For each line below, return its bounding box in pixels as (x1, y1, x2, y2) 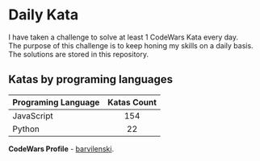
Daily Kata (8, 6, 79, 24)
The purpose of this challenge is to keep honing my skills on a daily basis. (8, 40, 254, 50)
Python (12, 123, 40, 134)
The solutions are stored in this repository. (8, 49, 149, 59)
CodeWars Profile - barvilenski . (8, 143, 115, 154)
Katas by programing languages (8, 72, 174, 86)
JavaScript (12, 110, 54, 122)
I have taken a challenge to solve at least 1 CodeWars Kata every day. (8, 32, 238, 42)
